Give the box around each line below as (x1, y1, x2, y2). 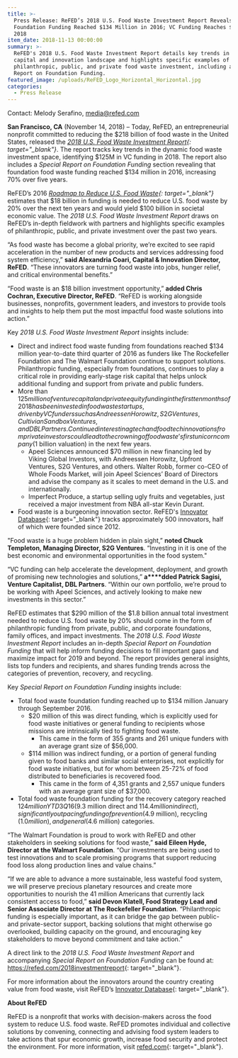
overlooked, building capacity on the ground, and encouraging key (7, 928, 202, 936)
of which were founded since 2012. (17, 522, 120, 531)
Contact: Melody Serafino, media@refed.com (7, 109, 140, 118)
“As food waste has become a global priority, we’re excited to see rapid (7, 240, 215, 249)
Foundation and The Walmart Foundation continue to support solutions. (17, 357, 226, 366)
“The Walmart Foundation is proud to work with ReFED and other (7, 831, 196, 840)
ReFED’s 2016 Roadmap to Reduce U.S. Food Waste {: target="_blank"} (7, 189, 215, 198)
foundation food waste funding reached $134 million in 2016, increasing (7, 168, 216, 176)
